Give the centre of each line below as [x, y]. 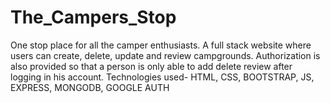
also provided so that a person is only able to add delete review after [151, 66]
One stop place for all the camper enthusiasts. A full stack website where [161, 45]
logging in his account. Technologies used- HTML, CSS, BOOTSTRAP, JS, [162, 77]
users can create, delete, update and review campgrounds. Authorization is [165, 55]
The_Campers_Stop [93, 17]
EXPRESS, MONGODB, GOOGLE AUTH [90, 87]
